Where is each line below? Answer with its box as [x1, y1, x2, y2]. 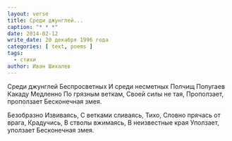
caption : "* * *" [7, 23, 59, 30]
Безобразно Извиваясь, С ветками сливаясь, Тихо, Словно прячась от [7, 111, 221, 119]
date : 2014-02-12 [7, 30, 59, 37]
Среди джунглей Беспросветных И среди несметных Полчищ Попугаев [7, 82, 226, 90]
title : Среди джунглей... [7, 17, 83, 24]
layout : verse [7, 10, 49, 18]
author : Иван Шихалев [7, 63, 71, 70]
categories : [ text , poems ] [7, 43, 93, 50]
